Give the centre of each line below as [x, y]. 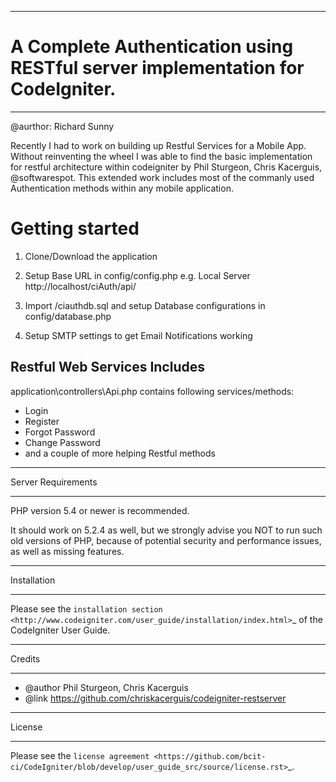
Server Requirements [54, 482]
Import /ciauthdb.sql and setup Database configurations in [145, 305]
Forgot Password [60, 432]
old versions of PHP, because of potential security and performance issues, [166, 540]
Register [42, 421]
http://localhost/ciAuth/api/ [80, 286]
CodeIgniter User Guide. [60, 630]
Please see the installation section [86, 608]
